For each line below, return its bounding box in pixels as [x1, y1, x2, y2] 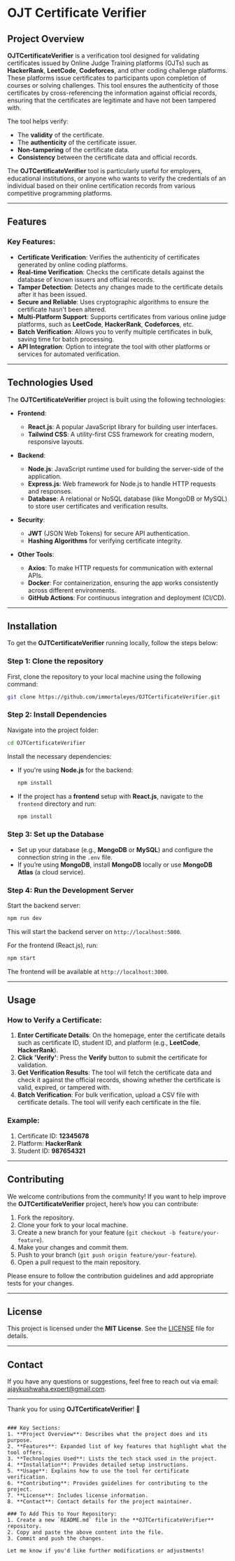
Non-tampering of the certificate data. [17, 146, 129, 154]
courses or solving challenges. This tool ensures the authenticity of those [7, 81, 219, 89]
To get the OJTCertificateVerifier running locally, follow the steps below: [7, 639, 218, 647]
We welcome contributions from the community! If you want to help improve [7, 1192, 227, 1201]
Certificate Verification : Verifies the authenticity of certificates [17, 252, 200, 261]
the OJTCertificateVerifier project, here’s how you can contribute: [7, 1199, 199, 1208]
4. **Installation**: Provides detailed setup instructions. [7, 1461, 190, 1468]
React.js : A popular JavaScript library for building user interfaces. [27, 422, 218, 431]
